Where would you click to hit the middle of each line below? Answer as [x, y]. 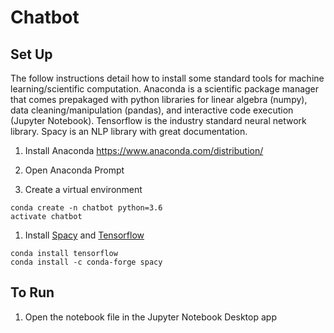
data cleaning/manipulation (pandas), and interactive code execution [152, 110]
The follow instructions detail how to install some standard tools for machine [167, 78]
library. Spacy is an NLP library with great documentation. [129, 131]
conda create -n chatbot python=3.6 [86, 208]
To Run [32, 292]
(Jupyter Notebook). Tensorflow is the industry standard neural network [158, 120]
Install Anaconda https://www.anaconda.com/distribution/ [144, 150]
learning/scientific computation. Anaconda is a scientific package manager [165, 89]
